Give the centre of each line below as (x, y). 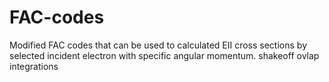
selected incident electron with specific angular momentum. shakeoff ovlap (164, 55)
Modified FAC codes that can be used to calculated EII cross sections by (158, 45)
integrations (34, 66)
